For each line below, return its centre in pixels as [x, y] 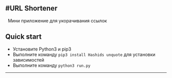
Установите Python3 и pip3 [42, 49]
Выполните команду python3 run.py [51, 65]
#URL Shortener [31, 8]
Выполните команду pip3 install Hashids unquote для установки [84, 54]
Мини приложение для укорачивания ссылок [57, 20]
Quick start [24, 37]
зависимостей [28, 60]
